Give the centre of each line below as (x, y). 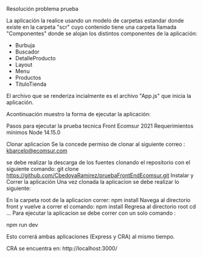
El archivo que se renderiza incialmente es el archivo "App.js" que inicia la (99, 96)
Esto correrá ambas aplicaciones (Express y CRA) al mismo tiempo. (91, 236)
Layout (24, 64)
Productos (28, 78)
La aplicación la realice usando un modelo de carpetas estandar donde (95, 20)
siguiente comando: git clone (43, 169)
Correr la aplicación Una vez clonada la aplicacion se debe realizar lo (93, 182)
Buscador (27, 52)
